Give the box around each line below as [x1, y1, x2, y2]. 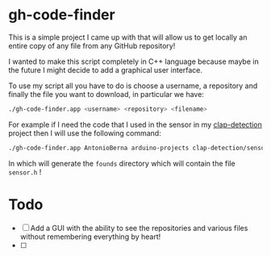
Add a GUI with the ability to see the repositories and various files [30, 223, 248, 233]
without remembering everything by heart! [19, 232, 161, 241]
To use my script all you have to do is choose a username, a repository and [8, 81, 258, 90]
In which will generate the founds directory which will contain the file [8, 158, 236, 168]
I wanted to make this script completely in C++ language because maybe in [8, 57, 260, 66]
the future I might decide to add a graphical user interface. [8, 65, 203, 74]
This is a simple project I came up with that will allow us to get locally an [8, 32, 248, 42]
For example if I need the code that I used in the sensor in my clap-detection [8, 120, 262, 129]
